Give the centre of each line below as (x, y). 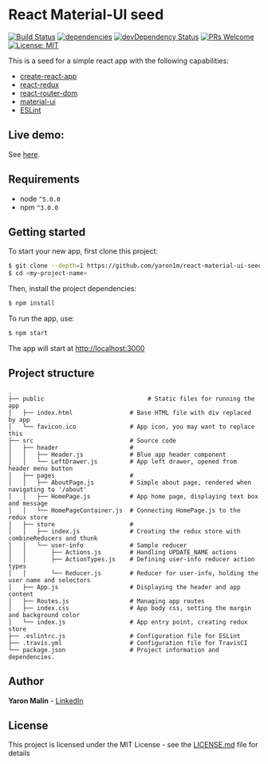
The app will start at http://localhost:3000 (77, 348)
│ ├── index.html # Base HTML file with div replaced (130, 412)
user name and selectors (49, 580)
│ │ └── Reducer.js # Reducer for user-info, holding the (134, 573)
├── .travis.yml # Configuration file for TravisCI (128, 643)
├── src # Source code (93, 440)
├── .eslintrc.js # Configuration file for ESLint (124, 636)
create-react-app (48, 76)
